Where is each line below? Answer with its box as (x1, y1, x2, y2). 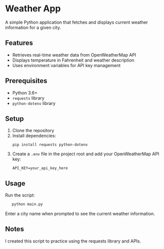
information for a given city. (5, 24, 61, 30)
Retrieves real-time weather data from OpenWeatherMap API (12, 52, 136, 58)
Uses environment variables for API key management (12, 62, 121, 68)
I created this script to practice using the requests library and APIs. (5, 238, 141, 244)
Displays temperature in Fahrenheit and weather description (12, 57, 135, 63)
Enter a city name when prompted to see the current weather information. (5, 211, 155, 217)
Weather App (5, 3, 61, 14)
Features (5, 39, 33, 47)
